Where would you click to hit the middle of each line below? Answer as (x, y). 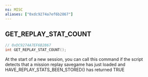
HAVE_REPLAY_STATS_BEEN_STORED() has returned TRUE (65, 70)
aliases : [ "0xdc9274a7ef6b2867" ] (39, 14)
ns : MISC (14, 10)
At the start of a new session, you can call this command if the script (74, 59)
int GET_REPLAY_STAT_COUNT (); (36, 50)
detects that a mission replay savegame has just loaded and (65, 65)
